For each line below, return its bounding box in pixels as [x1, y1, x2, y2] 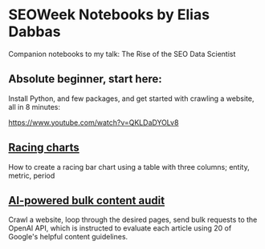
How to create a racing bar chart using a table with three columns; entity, [8, 162, 251, 171]
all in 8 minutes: [8, 102, 61, 111]
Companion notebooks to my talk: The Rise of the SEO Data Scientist [8, 49, 236, 58]
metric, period [8, 171, 55, 180]
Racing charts [8, 141, 80, 155]
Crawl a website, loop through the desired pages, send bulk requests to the [8, 215, 258, 225]
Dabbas [8, 22, 61, 41]
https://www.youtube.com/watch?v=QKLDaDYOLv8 [8, 118, 179, 127]
